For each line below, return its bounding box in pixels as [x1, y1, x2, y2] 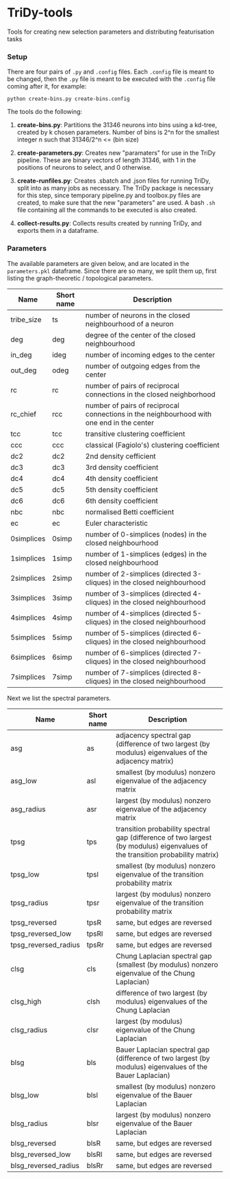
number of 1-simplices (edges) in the [85, 549, 207, 559]
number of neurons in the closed [85, 311, 190, 320]
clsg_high [10, 996, 42, 1006]
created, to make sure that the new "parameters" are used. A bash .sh [16, 199, 216, 207]
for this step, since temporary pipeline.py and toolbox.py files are [16, 191, 201, 200]
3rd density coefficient [85, 462, 159, 472]
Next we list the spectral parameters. [7, 694, 112, 702]
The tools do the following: [7, 108, 83, 116]
